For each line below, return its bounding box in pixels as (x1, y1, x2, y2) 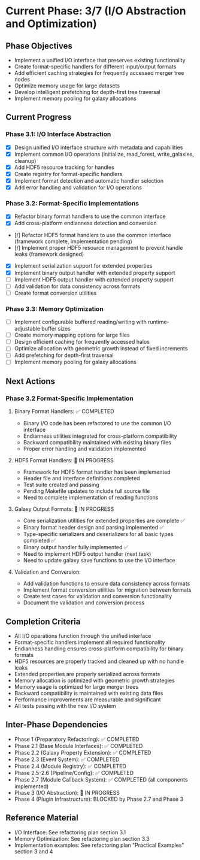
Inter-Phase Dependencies (5, 720, 108, 730)
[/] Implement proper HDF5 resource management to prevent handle (14, 244, 183, 252)
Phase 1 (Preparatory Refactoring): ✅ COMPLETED (14, 735, 140, 743)
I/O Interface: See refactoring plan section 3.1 (14, 828, 126, 836)
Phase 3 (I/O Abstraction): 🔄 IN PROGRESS (14, 789, 120, 796)
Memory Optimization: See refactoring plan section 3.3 (14, 835, 150, 842)
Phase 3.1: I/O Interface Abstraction (5, 130, 111, 138)
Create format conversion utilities (14, 289, 97, 296)
